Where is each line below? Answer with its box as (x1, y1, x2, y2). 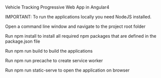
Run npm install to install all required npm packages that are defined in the (5, 33, 157, 39)
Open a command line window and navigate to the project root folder (5, 23, 146, 29)
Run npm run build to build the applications (5, 48, 93, 54)
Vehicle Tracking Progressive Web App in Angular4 (5, 4, 109, 10)
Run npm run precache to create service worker (5, 58, 103, 64)
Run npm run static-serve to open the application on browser (5, 67, 130, 73)
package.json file (5, 38, 41, 44)
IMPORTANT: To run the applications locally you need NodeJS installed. (5, 14, 152, 19)
